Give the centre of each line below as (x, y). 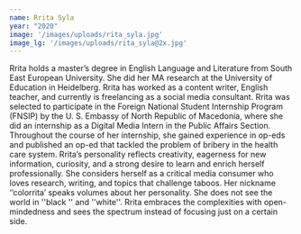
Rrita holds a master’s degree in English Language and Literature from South (151, 68)
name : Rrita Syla (42, 18)
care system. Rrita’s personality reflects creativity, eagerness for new (138, 155)
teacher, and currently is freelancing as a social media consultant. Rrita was (150, 97)
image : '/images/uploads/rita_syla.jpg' (87, 34)
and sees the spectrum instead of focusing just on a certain (167, 211)
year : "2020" (34, 26)
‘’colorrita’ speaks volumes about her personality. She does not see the (141, 193)
